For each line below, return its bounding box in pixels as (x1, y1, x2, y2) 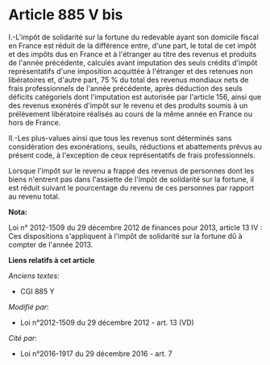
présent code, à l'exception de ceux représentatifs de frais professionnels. (8, 150, 255, 160)
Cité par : (8, 333, 38, 342)
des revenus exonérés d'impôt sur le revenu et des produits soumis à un (8, 100, 248, 110)
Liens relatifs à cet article (8, 255, 95, 265)
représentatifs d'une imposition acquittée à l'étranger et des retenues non (8, 66, 254, 76)
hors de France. (8, 117, 61, 127)
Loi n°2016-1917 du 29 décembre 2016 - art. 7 (19, 348, 172, 359)
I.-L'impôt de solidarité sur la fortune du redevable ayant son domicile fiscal (8, 32, 260, 42)
